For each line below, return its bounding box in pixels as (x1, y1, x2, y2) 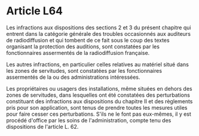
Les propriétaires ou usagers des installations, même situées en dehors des (6, 85, 192, 92)
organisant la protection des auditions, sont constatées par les (6, 43, 160, 50)
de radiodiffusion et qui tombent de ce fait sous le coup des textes (6, 36, 170, 44)
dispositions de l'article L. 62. (6, 123, 79, 130)
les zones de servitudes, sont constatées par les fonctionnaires (6, 67, 163, 74)
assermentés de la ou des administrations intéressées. (6, 73, 140, 81)
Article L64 (6, 4, 63, 18)
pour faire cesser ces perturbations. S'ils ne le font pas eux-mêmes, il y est (6, 110, 191, 118)
